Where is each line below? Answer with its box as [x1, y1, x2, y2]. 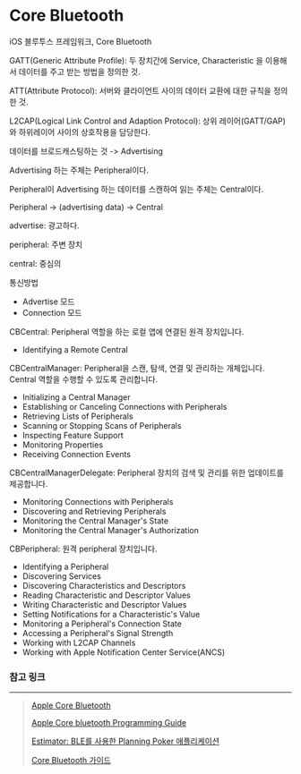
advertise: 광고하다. [9, 220, 80, 231]
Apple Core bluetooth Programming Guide [30, 718, 186, 728]
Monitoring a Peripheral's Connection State [21, 618, 182, 629]
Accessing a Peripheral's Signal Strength [21, 627, 174, 638]
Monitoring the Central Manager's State [21, 515, 168, 526]
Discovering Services [21, 570, 101, 582]
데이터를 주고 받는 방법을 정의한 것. [18, 66, 141, 77]
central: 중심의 [9, 258, 62, 268]
